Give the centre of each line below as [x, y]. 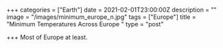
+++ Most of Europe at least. [47, 37]
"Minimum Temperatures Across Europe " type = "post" [85, 24]
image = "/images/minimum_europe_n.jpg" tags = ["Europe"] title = [101, 17]
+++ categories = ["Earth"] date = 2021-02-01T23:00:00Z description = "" [111, 10]
